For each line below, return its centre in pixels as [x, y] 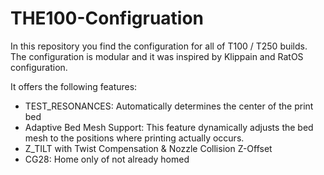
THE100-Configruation [107, 18]
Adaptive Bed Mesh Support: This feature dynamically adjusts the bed [169, 127]
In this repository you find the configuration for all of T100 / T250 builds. [159, 46]
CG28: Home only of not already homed [107, 159]
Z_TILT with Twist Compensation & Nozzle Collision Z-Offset [148, 148]
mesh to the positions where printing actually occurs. [134, 138]
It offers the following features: [74, 86]
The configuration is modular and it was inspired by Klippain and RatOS [157, 56]
